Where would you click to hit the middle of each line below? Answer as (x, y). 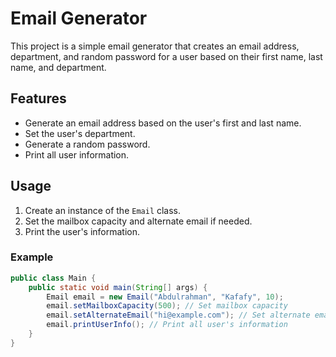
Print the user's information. (82, 231)
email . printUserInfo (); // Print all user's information (167, 325)
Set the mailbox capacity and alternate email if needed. (138, 221)
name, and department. (58, 67)
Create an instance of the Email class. (103, 210)
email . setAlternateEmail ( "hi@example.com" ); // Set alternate (178, 315)
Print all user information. (77, 154)
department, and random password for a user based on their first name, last (166, 56)
